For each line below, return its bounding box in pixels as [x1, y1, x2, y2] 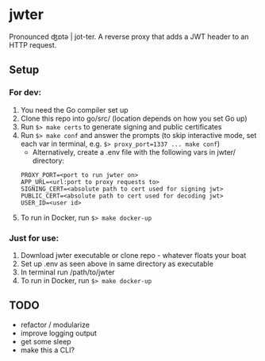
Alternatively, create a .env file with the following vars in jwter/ [32, 147, 236, 156]
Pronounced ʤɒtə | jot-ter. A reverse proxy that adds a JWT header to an [9, 32, 249, 41]
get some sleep [20, 336, 71, 346]
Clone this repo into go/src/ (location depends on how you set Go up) [20, 113, 248, 123]
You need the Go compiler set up [20, 105, 129, 114]
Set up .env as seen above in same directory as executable [20, 259, 213, 268]
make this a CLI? [20, 345, 75, 355]
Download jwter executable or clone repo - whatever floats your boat [20, 250, 247, 259]
